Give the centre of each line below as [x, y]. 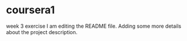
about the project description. [42, 32]
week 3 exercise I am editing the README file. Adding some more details [94, 26]
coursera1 [31, 10]
